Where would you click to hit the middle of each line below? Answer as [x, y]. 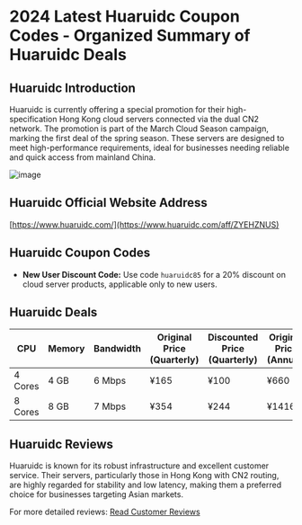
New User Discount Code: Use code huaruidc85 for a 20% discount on [154, 274]
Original [174, 337]
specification [33, 119]
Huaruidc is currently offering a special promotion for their [117, 109]
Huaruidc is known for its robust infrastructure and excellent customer [139, 466]
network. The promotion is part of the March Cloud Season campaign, [139, 129]
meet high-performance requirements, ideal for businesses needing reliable [150, 147]
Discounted [233, 337]
